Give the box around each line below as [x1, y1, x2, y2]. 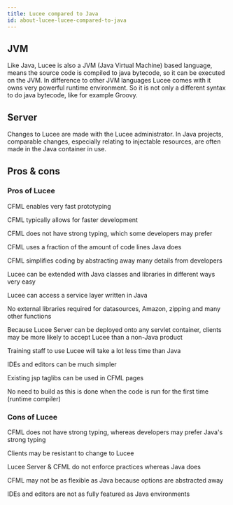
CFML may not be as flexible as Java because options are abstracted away [7, 476, 224, 485]
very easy [7, 277, 36, 286]
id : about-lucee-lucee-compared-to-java [7, 17, 127, 24]
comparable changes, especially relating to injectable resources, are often [7, 137, 221, 146]
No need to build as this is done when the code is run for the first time [7, 387, 209, 396]
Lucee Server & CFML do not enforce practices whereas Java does [7, 463, 202, 471]
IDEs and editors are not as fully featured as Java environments [7, 490, 190, 498]
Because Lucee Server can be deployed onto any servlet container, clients [7, 325, 222, 333]
